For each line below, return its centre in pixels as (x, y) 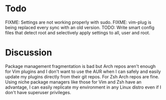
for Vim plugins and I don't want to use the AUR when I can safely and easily (83, 71)
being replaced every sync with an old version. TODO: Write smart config (80, 27)
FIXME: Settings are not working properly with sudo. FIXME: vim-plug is (78, 22)
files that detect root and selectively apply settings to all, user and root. (78, 33)
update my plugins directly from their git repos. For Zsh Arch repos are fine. (82, 76)
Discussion (28, 53)
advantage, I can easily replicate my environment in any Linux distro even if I (83, 87)
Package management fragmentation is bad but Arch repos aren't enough (81, 66)
